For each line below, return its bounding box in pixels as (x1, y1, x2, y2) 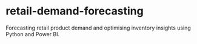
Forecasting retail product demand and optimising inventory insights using (5, 24, 192, 31)
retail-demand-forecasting (5, 4, 144, 18)
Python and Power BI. (5, 30, 60, 37)
